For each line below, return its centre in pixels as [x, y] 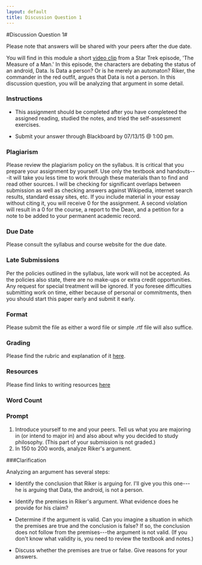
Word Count [24, 400]
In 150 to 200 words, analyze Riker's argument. [73, 449]
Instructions [25, 98]
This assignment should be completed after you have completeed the [101, 112]
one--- [182, 483]
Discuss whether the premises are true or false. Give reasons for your [101, 550]
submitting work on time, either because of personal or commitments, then [99, 292]
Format [17, 314]
